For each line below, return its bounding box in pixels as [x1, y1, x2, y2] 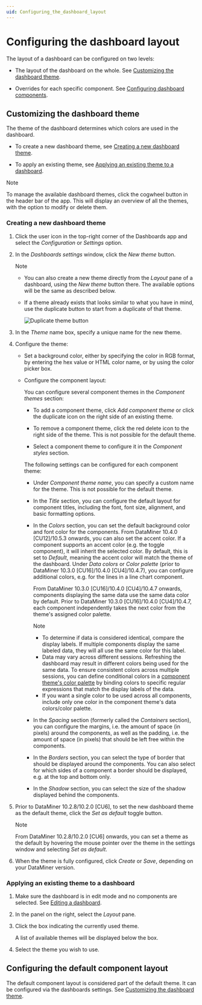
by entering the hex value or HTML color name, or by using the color [24, 358, 194, 366]
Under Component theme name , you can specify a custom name [33, 479, 194, 486]
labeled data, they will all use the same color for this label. [42, 646, 186, 654]
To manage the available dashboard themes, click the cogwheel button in [6, 191, 188, 198]
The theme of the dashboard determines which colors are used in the [6, 125, 179, 132]
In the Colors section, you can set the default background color [33, 521, 191, 529]
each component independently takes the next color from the [33, 604, 186, 611]
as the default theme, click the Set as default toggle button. [14, 809, 163, 816]
